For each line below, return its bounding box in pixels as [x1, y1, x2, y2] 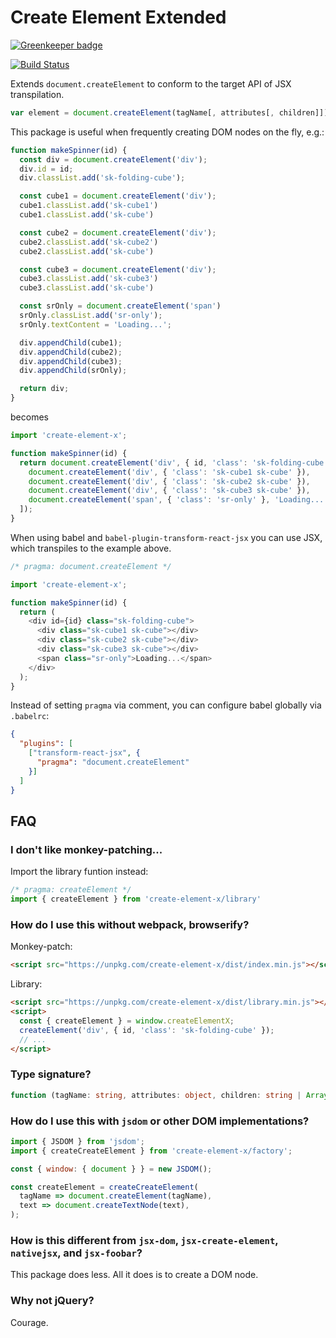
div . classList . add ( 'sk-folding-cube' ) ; [19, 173, 186, 183]
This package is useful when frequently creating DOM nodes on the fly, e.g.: [10, 126, 325, 138]
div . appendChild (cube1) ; [19, 337, 123, 348]
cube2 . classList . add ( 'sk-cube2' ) [19, 237, 159, 247]
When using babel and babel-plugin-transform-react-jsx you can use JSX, [10, 531, 323, 543]
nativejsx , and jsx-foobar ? [10, 1246, 143, 1260]
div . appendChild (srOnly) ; [19, 366, 128, 376]
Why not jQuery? [10, 1294, 95, 1308]
